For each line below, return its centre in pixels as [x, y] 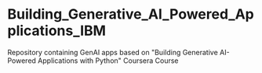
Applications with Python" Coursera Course [108, 61]
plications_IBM [57, 31]
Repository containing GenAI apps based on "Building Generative [113, 52]
